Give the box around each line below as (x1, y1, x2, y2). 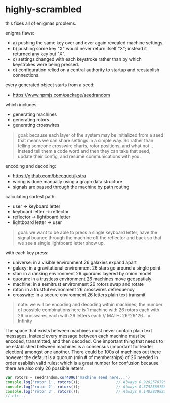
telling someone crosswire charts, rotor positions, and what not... (17, 143, 153, 149)
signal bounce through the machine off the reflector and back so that (17, 234, 162, 241)
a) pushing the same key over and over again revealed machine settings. (12, 39, 164, 46)
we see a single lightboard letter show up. (17, 240, 105, 246)
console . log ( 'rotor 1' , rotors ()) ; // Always (5, 379, 137, 385)
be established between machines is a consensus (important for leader (5, 343, 153, 349)
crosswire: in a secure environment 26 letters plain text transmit (12, 292, 146, 298)
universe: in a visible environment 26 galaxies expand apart (12, 259, 137, 265)
